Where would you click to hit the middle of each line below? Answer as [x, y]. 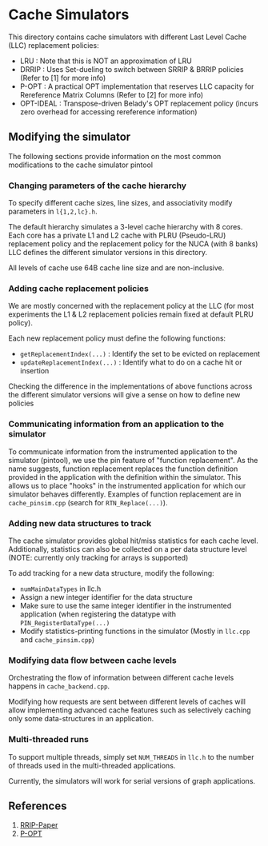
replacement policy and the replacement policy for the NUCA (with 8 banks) [133, 244]
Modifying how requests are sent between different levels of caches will [127, 702]
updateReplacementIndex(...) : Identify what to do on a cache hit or [131, 362]
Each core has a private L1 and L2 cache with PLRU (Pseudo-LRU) [117, 235]
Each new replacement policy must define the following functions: [117, 338]
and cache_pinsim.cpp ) [57, 639]
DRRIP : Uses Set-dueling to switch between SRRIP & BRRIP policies [132, 69]
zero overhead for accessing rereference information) [108, 112]
